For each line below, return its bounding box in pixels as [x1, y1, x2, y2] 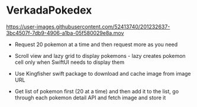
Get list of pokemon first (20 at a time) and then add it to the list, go [14, 87, 179, 95]
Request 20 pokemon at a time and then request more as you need [14, 41, 178, 48]
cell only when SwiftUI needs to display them [14, 59, 125, 66]
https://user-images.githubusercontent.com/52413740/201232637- [6, 23, 170, 30]
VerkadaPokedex [6, 4, 92, 17]
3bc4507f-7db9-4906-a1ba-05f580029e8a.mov [6, 29, 124, 36]
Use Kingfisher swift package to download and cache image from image [14, 70, 191, 77]
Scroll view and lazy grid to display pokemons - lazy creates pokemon [14, 52, 186, 59]
